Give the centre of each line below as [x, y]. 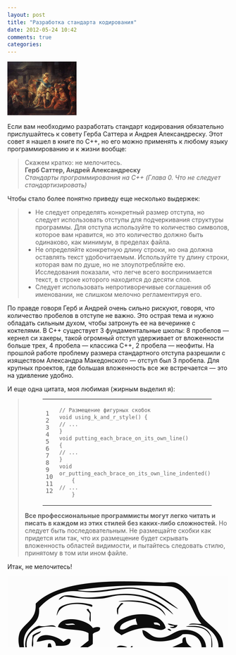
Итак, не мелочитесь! [40, 567]
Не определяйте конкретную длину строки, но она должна [124, 250]
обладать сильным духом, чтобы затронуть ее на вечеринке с [101, 323]
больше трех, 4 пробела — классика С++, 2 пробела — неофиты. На [111, 345]
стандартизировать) [56, 185]
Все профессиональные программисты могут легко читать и [120, 516]
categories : [25, 45]
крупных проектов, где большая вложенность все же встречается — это [117, 368]
